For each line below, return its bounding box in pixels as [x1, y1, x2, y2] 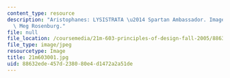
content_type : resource [7, 9, 75, 17]
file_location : [7, 35, 51, 42]
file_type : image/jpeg [7, 41, 72, 48]
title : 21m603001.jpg [7, 54, 69, 61]
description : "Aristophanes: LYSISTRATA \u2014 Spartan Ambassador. [7, 16, 207, 23]
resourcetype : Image [7, 48, 66, 55]
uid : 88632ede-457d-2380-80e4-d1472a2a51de [7, 60, 133, 67]
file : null [7, 28, 38, 36]
